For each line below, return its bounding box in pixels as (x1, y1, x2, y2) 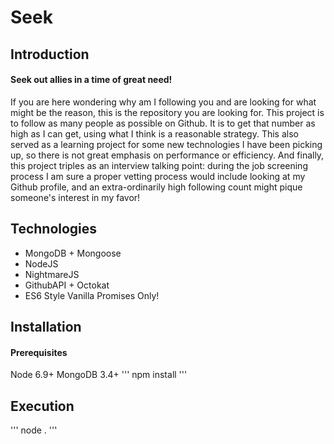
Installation (10, 318, 82, 335)
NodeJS (24, 257, 59, 270)
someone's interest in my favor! (10, 191, 141, 203)
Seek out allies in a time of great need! (10, 74, 173, 86)
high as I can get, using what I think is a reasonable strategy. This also (10, 127, 299, 140)
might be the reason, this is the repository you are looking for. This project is (10, 106, 325, 118)
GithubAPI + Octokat (24, 279, 110, 291)
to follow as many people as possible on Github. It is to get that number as (10, 117, 316, 129)
